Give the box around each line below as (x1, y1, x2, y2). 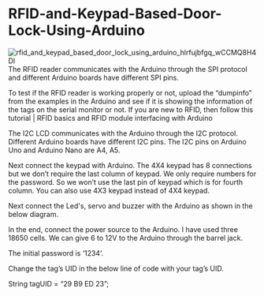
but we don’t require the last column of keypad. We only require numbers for (8, 169, 257, 178)
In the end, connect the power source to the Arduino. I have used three (8, 224, 239, 234)
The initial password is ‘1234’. (8, 248, 104, 257)
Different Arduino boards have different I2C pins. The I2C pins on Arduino (8, 137, 247, 146)
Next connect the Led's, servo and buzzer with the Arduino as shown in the (8, 200, 254, 210)
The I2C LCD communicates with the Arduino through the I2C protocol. (8, 128, 239, 138)
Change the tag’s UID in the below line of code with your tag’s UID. (8, 264, 225, 273)
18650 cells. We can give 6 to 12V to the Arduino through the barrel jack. (8, 233, 243, 242)
